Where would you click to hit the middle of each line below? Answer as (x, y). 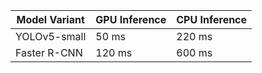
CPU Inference (212, 19)
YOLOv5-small (51, 36)
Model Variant (50, 19)
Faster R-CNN (49, 52)
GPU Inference (131, 19)
